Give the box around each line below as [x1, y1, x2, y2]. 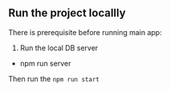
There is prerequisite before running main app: [8, 27, 162, 37]
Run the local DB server [19, 43, 99, 53]
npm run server [19, 58, 71, 68]
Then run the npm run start [8, 73, 100, 83]
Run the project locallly [8, 6, 126, 20]
